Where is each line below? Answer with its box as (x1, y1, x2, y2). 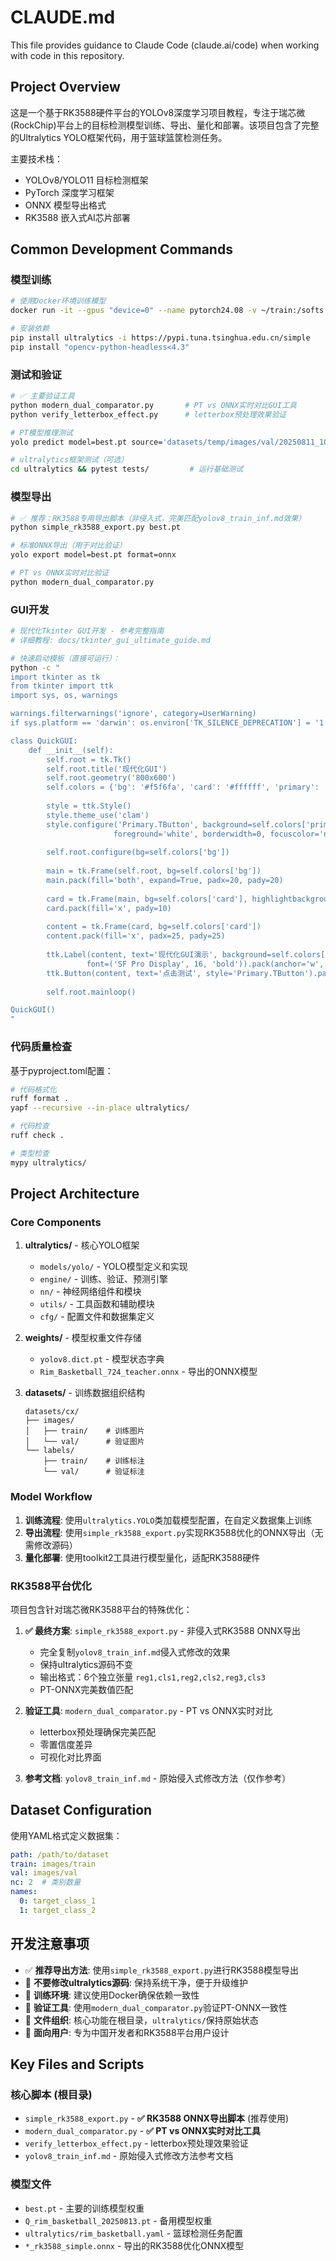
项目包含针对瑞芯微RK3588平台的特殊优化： (10, 1603, 193, 1615)
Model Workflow (10, 1490, 93, 1504)
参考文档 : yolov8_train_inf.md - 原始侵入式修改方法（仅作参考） (24, 1772, 292, 1784)
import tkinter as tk (10, 672, 101, 682)
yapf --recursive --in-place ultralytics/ (10, 1103, 190, 1113)
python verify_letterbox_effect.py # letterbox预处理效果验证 (10, 409, 287, 420)
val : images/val (10, 1868, 78, 1878)
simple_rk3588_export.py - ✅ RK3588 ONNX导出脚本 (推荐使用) (24, 2112, 290, 2125)
